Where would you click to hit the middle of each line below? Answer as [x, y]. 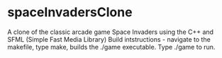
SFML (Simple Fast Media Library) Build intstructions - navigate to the [109, 39]
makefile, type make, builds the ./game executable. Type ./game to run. [111, 47]
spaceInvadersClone [70, 12]
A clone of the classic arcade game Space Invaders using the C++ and [111, 32]
